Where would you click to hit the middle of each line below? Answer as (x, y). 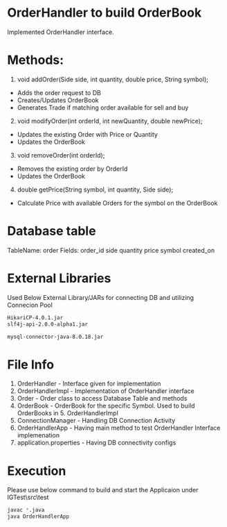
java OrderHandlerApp (38, 517)
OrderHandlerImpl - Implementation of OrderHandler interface (106, 391)
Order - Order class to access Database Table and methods (102, 399)
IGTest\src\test (28, 497)
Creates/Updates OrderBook (58, 100)
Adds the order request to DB (59, 92)
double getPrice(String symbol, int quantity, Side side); (95, 190)
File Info (30, 364)
